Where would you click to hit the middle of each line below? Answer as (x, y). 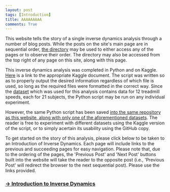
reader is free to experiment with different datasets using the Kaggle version (85, 123)
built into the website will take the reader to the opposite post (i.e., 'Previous (85, 160)
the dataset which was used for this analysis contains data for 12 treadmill (82, 91)
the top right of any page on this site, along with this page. (66, 60)
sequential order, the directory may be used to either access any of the (79, 49)
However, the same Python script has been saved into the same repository (83, 112)
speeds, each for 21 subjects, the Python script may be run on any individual (85, 97)
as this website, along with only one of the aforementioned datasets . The (81, 118)
